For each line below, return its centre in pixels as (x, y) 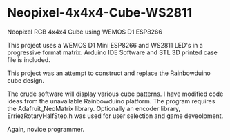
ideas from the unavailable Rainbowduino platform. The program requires (111, 101)
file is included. (29, 59)
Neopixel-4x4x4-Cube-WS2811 (100, 13)
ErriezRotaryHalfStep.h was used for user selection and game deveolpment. (115, 116)
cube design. (26, 80)
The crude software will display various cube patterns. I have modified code (115, 94)
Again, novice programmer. (46, 129)
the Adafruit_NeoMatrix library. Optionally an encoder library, (94, 108)
